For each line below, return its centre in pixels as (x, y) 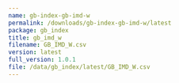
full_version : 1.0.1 (42, 60)
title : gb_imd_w (35, 38)
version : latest (35, 52)
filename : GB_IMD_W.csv (48, 45)
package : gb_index (38, 30)
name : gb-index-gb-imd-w (49, 15)
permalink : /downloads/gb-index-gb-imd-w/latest (90, 23)
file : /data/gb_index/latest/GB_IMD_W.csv (79, 67)
